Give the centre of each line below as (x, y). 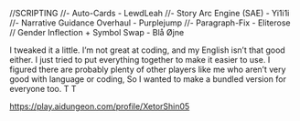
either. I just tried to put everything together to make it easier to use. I (140, 60)
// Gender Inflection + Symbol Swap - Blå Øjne (97, 32)
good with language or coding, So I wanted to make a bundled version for (148, 79)
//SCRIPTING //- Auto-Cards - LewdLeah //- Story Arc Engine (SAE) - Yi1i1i (150, 13)
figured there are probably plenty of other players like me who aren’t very (148, 69)
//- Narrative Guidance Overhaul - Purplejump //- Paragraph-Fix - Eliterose (150, 23)
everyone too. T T (43, 89)
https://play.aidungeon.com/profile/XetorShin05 (100, 106)
